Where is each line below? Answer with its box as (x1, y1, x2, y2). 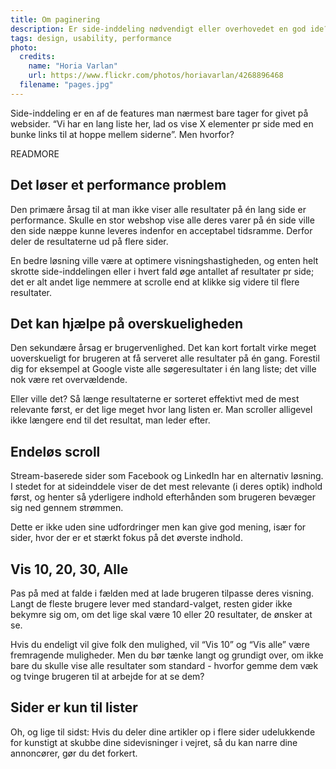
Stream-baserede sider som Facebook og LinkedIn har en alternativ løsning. (10, 470, 324, 482)
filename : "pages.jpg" (19, 80, 114, 90)
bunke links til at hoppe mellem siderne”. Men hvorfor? (10, 128, 235, 140)
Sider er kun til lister (10, 699, 138, 716)
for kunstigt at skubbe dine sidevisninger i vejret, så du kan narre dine (10, 736, 298, 748)
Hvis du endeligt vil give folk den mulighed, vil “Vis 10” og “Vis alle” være (10, 639, 310, 650)
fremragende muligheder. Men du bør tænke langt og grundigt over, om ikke (10, 649, 324, 661)
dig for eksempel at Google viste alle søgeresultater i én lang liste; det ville (10, 363, 317, 375)
